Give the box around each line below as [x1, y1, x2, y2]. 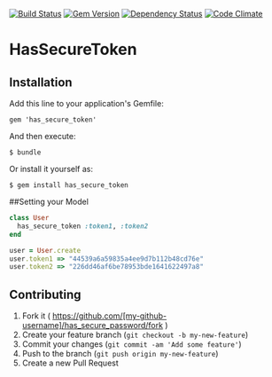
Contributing [9, 287, 82, 302]
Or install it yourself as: [9, 164, 93, 174]
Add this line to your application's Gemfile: [9, 98, 164, 108]
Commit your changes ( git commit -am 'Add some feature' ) [21, 339, 242, 350]
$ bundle [9, 148, 42, 157]
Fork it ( [21, 310, 51, 321]
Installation [9, 75, 73, 90]
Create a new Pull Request [21, 357, 120, 368]
